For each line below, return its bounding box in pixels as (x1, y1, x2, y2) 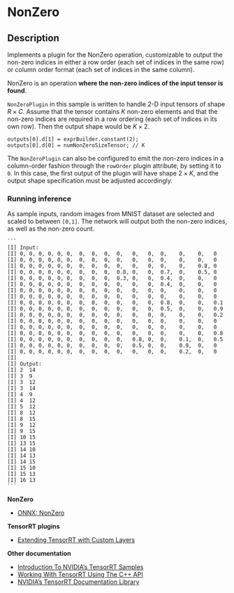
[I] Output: (7, 361, 42, 368)
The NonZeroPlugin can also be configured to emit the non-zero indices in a (7, 155, 224, 162)
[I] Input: (7, 244, 39, 252)
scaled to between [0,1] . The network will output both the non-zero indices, (7, 217, 228, 226)
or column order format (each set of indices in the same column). (7, 66, 195, 73)
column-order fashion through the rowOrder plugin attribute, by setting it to (7, 162, 221, 170)
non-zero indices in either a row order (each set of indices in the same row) (7, 58, 225, 66)
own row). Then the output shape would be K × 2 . (7, 122, 150, 130)
